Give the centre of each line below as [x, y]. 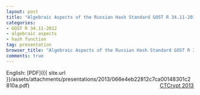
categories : [21, 23]
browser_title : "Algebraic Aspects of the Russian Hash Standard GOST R [98, 50]
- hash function [26, 39]
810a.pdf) [18, 85]
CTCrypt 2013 [177, 85]
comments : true [25, 56]
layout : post [22, 12]
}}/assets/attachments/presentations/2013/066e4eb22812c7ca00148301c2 [99, 79]
